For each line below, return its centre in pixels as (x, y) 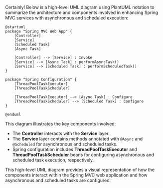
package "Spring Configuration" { (41, 79)
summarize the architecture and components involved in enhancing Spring (82, 12)
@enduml (13, 114)
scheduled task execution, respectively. (53, 160)
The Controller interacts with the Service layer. (61, 133)
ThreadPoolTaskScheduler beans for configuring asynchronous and (83, 155)
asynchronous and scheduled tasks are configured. (58, 180)
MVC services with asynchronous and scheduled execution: (67, 18)
